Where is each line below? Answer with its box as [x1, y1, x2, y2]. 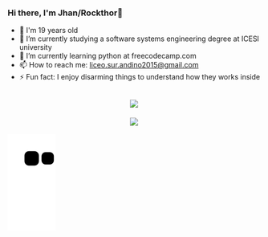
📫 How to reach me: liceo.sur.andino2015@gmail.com [18, 60, 199, 70]
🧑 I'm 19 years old [18, 26, 79, 35]
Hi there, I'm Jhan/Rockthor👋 [7, 7, 124, 18]
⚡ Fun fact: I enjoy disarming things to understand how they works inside [18, 72, 261, 82]
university [18, 43, 53, 52]
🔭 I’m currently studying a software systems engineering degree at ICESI [18, 34, 260, 43]
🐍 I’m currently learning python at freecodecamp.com [18, 51, 197, 61]
